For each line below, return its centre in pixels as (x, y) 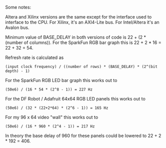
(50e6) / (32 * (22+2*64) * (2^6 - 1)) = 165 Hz (57, 108)
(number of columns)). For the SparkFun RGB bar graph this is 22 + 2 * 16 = (83, 42)
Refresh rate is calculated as (34, 57)
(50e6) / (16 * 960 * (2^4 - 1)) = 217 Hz (50, 126)
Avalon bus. (17, 27)
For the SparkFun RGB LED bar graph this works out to (61, 80)
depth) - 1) (17, 71)
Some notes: (18, 7)
